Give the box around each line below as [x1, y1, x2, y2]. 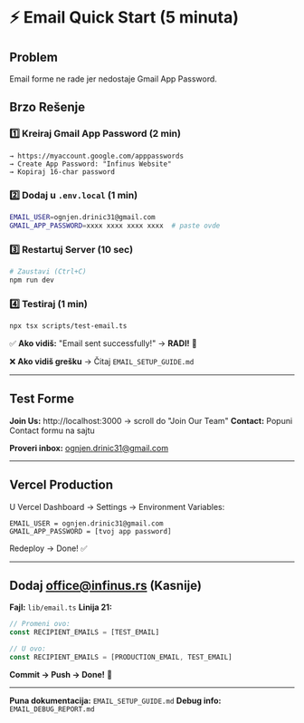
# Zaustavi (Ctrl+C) [9, 267, 88, 276]
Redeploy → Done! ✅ [9, 543, 88, 554]
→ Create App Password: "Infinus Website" [9, 159, 172, 169]
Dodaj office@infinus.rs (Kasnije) [9, 577, 202, 593]
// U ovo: [9, 644, 47, 653]
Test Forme [9, 391, 75, 407]
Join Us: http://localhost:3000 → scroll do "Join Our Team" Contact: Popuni [9, 415, 293, 426]
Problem [9, 49, 59, 64]
